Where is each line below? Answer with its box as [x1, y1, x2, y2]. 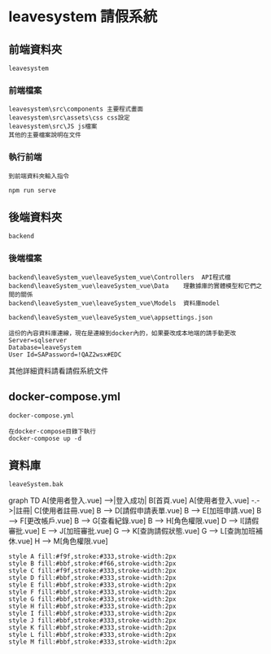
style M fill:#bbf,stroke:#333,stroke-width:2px [8, 638, 177, 647]
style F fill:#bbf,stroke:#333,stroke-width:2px [8, 588, 177, 596]
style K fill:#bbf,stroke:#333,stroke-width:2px [8, 624, 177, 632]
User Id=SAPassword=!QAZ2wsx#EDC [8, 351, 122, 359]
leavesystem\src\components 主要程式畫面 [8, 105, 144, 114]
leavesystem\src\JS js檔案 [8, 123, 98, 131]
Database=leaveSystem [8, 343, 82, 351]
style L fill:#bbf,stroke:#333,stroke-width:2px [8, 631, 177, 639]
